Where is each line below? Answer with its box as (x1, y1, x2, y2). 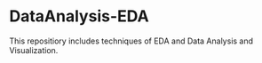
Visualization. (9, 44, 59, 55)
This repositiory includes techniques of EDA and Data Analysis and (9, 35, 254, 46)
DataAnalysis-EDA (9, 6, 149, 27)
